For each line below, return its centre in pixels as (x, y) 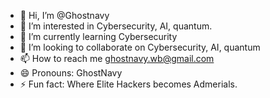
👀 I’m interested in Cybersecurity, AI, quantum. (116, 26)
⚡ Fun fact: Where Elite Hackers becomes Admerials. (128, 84)
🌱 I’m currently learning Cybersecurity (98, 36)
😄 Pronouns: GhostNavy (71, 73)
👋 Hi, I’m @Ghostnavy (64, 15)
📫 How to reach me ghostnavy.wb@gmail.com (117, 58)
